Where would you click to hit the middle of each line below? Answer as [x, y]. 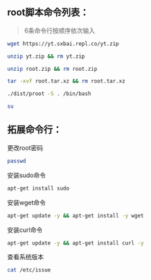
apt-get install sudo [38, 188]
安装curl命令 [25, 230]
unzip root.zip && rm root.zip [52, 69]
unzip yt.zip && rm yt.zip [46, 56]
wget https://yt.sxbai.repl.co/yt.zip [63, 44]
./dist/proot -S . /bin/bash [49, 94]
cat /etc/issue [29, 270]
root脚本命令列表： [48, 13]
